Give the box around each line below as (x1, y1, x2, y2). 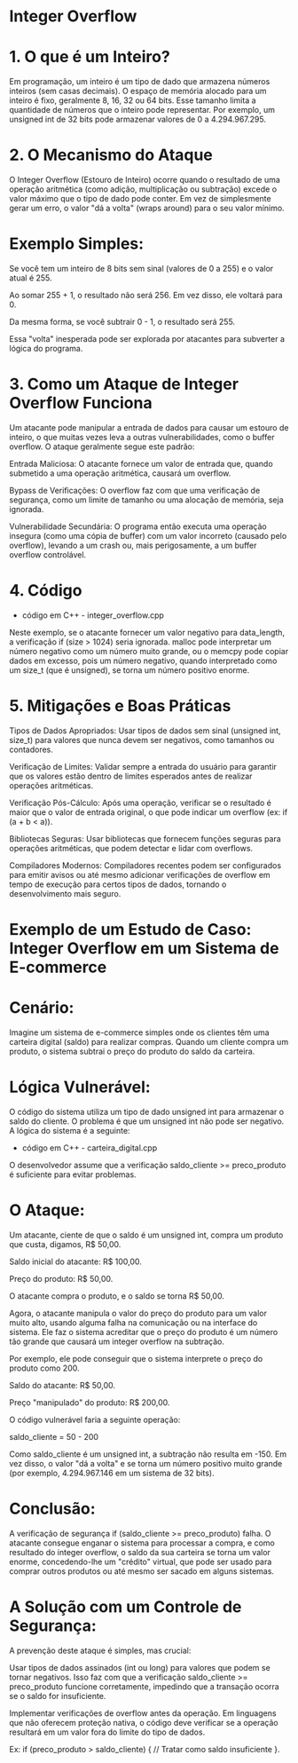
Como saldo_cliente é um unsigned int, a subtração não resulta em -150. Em (9, 1449, 287, 1459)
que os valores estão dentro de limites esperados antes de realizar (9, 771, 253, 781)
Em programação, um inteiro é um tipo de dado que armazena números (9, 76, 271, 87)
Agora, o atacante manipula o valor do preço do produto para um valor (9, 1308, 268, 1318)
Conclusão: (9, 1498, 96, 1519)
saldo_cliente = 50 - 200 (9, 1431, 99, 1442)
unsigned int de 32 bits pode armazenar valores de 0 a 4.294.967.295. (9, 114, 267, 125)
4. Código (9, 581, 82, 601)
